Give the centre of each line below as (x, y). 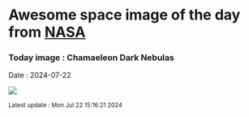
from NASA (47, 32)
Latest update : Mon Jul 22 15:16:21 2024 (66, 106)
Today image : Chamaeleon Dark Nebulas (91, 58)
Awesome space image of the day (124, 15)
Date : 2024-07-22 (40, 76)
